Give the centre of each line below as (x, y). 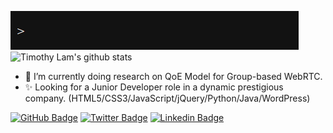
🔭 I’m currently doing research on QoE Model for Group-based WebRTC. (173, 76)
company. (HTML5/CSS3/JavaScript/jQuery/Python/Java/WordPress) (167, 98)
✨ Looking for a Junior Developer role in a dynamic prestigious (154, 87)
